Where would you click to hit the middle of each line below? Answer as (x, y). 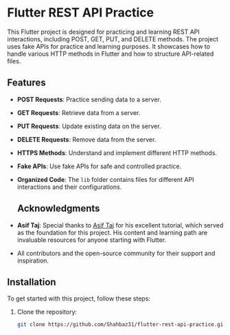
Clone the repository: (47, 312)
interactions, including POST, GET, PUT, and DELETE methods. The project (113, 39)
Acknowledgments (58, 209)
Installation (32, 282)
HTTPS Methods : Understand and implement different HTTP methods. (117, 152)
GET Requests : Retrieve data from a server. (79, 112)
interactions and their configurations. (69, 187)
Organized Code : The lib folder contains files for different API (105, 179)
